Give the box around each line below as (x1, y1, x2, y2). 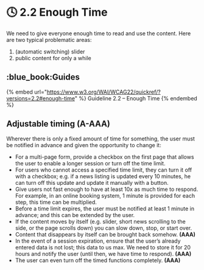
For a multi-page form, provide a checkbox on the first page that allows (15, 153, 194, 161)
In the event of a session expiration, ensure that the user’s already (15, 237, 181, 244)
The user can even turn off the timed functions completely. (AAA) (15, 257, 181, 264)
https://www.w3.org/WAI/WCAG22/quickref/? (46, 88, 161, 95)
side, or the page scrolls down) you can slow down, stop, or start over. (15, 224, 192, 232)
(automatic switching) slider (15, 47, 85, 55)
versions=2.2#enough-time (6, 94, 75, 102)
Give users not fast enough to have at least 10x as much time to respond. (15, 185, 199, 193)
